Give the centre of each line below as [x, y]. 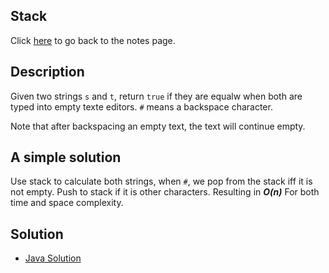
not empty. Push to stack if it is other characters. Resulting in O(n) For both [165, 192]
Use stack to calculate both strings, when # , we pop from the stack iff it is [161, 181]
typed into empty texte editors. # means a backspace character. [141, 106]
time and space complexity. [67, 203]
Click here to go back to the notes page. [93, 40]
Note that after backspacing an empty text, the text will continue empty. [158, 126]
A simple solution [66, 157]
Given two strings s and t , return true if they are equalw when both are [156, 96]
